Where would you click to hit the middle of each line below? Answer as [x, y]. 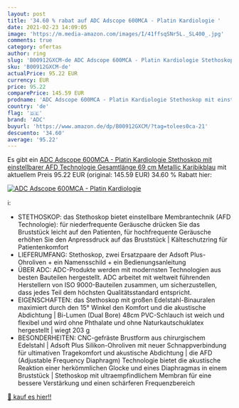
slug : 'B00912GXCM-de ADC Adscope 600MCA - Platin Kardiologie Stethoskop [121, 60]
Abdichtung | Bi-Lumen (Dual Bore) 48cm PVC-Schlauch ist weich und [121, 315]
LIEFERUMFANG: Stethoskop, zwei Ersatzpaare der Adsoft [103, 255]
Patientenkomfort [43, 247]
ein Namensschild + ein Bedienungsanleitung [120, 262]
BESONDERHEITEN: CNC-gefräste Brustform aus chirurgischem [112, 338]
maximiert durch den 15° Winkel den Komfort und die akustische [112, 308]
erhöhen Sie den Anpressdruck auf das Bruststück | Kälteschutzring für [122, 240]
